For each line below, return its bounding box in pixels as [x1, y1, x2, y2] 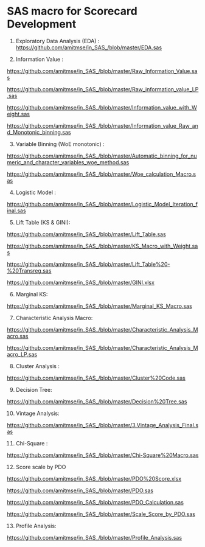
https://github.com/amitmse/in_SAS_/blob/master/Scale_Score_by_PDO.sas [7, 510, 196, 518]
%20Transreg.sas [7, 267, 52, 274]
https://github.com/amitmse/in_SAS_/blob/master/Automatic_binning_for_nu [7, 152, 197, 159]
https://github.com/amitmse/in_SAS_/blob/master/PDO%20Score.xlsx [7, 475, 182, 482]
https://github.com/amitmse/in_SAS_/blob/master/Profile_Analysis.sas [7, 534, 182, 541]
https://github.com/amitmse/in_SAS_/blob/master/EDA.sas [15, 44, 162, 51]
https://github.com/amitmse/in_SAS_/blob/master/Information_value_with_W [7, 103, 197, 111]
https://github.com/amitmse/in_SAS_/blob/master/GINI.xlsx [7, 279, 155, 286]
